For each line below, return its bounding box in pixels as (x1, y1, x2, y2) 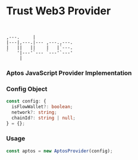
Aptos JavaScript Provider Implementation (6, 68, 132, 77)
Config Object (6, 84, 48, 93)
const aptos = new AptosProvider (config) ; (6, 148, 113, 154)
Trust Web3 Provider (6, 4, 111, 18)
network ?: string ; (11, 109, 58, 115)
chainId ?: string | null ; (11, 115, 76, 121)
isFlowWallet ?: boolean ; (11, 104, 73, 110)
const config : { (6, 98, 46, 105)
